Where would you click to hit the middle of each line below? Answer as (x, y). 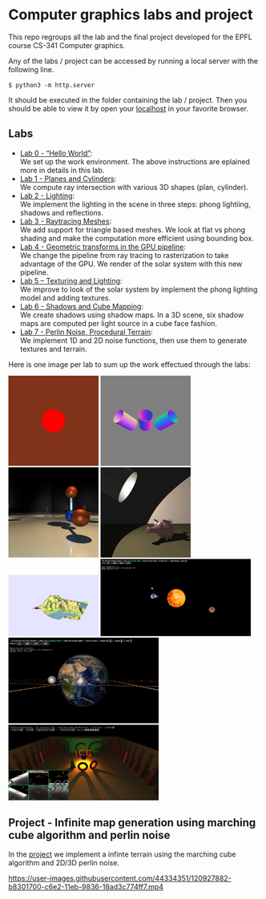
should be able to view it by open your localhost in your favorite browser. (128, 108)
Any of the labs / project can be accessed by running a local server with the (133, 61)
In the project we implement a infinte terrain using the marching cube (122, 854)
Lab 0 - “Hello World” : (56, 153)
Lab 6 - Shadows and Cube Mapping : (82, 306)
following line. (31, 69)
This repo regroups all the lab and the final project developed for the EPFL (130, 37)
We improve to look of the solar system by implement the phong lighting (139, 289)
